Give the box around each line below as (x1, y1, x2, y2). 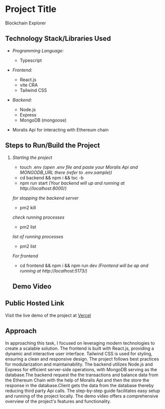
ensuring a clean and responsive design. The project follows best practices (5, 356, 159, 362)
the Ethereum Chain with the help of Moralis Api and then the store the (5, 377, 150, 383)
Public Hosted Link (5, 299, 65, 307)
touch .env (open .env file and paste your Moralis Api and (19, 164, 138, 170)
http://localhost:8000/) (19, 185, 67, 191)
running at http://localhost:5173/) (19, 268, 88, 273)
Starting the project (12, 154, 53, 160)
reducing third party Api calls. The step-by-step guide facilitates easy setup (5, 388, 161, 394)
